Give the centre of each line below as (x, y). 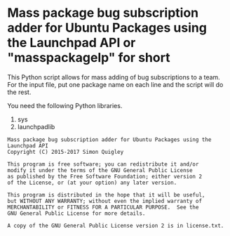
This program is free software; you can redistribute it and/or (103, 164)
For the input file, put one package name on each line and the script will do (115, 84)
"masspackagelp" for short (89, 58)
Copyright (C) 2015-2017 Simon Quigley (66, 152)
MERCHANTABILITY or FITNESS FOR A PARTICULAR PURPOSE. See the (103, 207)
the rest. (19, 92)
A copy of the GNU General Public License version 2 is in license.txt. (116, 225)
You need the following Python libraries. (65, 105)
